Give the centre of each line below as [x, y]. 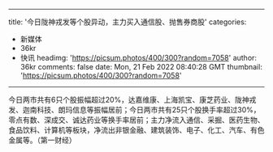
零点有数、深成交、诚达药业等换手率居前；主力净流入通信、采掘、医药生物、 [136, 120]
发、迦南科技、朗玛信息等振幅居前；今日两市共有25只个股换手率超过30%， [135, 110]
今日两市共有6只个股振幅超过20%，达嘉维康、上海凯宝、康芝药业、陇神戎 [132, 99]
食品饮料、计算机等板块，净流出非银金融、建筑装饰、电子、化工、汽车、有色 [136, 130]
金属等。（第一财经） [42, 140]
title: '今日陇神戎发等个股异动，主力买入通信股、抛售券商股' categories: [128, 22]
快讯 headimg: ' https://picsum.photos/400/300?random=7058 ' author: [139, 58]
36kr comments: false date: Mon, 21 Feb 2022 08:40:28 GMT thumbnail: [141, 67]
